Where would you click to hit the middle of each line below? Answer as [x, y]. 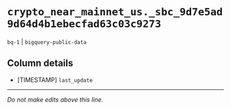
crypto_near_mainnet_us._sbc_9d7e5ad [115, 12]
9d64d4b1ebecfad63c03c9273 [84, 24]
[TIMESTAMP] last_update [55, 80]
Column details [40, 63]
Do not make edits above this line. [55, 99]
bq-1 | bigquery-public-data [47, 41]
